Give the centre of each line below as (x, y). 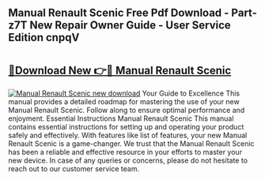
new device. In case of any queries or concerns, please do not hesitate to (128, 160)
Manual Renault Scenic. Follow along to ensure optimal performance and (127, 110)
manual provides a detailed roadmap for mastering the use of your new (124, 101)
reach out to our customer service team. (74, 169)
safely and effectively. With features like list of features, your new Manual (128, 135)
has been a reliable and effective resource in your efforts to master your (125, 152)
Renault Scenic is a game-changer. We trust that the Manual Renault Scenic (131, 144)
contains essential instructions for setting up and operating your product (126, 127)
